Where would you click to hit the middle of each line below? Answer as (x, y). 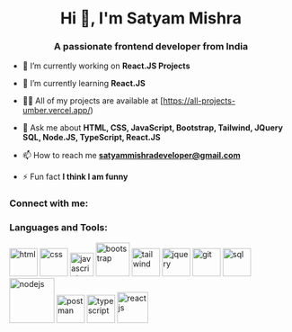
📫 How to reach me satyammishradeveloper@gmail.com (131, 156)
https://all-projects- (199, 101)
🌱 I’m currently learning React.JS (84, 84)
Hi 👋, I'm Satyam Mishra (151, 18)
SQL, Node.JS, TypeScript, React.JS (91, 138)
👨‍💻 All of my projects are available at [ (93, 101)
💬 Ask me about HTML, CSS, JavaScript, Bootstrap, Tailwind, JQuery (152, 128)
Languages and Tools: (58, 228)
